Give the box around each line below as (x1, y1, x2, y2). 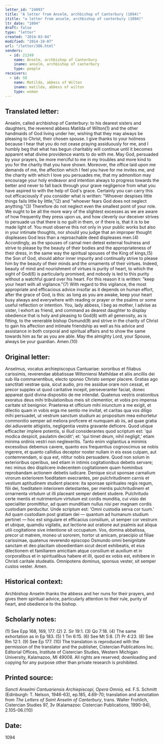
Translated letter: (5, 107, 59, 116)
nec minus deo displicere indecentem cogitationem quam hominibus (5, 465, 143, 470)
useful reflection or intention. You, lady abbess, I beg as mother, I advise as (5, 302, 157, 308)
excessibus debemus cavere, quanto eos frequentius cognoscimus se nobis (5, 444, 159, 449)
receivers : (5, 71, 27, 76)
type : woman (14, 89, 38, 94)
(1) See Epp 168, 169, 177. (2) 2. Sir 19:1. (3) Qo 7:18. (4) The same (5, 628, 137, 634)
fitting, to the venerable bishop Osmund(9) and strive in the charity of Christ (5, 318, 158, 324)
